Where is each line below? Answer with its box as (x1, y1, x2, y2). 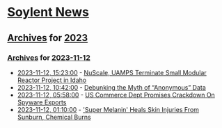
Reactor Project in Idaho (17, 76, 87, 84)
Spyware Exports (17, 98, 67, 106)
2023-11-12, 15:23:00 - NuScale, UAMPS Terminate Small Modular (17, 68, 207, 77)
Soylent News (7, 4, 89, 20)
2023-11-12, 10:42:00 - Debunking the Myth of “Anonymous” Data (17, 83, 207, 91)
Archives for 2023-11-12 (7, 53, 90, 63)
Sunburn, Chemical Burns (17, 113, 92, 121)
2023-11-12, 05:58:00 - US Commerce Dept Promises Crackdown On (17, 90, 216, 99)
